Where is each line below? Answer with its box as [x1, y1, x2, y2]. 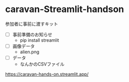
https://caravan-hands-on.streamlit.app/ [5, 71, 89, 77]
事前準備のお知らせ [12, 31, 53, 37]
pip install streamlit [20, 37, 59, 43]
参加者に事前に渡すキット [5, 21, 58, 27]
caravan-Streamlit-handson [5, 4, 124, 15]
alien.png [20, 49, 40, 55]
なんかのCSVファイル [20, 61, 65, 67]
